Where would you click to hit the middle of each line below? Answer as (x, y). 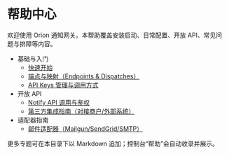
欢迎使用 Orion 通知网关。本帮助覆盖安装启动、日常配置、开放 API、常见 (112, 35)
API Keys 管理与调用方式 (63, 85)
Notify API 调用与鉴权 (58, 102)
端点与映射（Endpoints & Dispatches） (84, 76)
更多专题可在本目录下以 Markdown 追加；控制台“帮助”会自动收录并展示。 (113, 143)
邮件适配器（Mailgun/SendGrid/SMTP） (85, 128)
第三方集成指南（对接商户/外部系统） (81, 111)
